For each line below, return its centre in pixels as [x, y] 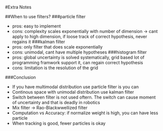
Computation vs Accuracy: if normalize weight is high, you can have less [85, 113]
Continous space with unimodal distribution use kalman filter [73, 92]
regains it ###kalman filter [39, 42]
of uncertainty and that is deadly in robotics [56, 102]
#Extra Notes [18, 7]
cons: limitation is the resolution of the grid [55, 68]
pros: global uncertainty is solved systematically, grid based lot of [78, 57]
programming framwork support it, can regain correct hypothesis [77, 63]
